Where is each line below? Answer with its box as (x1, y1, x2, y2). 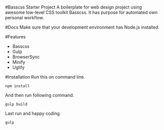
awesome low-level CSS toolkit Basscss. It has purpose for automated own (5, 9, 158, 15)
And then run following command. (5, 92, 74, 98)
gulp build (5, 102, 28, 107)
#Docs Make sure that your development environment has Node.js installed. (5, 24, 160, 30)
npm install (5, 84, 30, 88)
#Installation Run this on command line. (5, 74, 85, 80)
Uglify (12, 64, 25, 70)
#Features (5, 34, 26, 40)
